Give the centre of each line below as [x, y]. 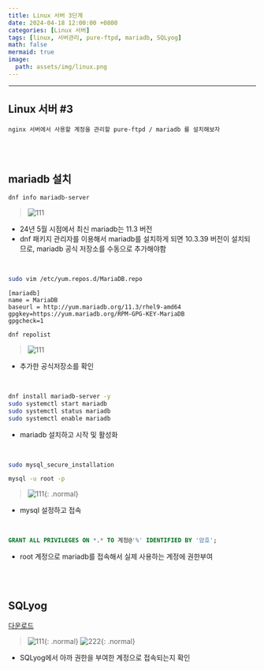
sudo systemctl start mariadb [58, 403]
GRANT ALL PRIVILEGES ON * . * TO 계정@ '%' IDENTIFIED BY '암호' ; [113, 541]
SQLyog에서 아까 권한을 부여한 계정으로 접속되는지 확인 [105, 657]
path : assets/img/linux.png [61, 67]
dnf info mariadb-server [49, 198]
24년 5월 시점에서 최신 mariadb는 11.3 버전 [86, 229]
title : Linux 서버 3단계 [46, 15]
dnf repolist [30, 335]
